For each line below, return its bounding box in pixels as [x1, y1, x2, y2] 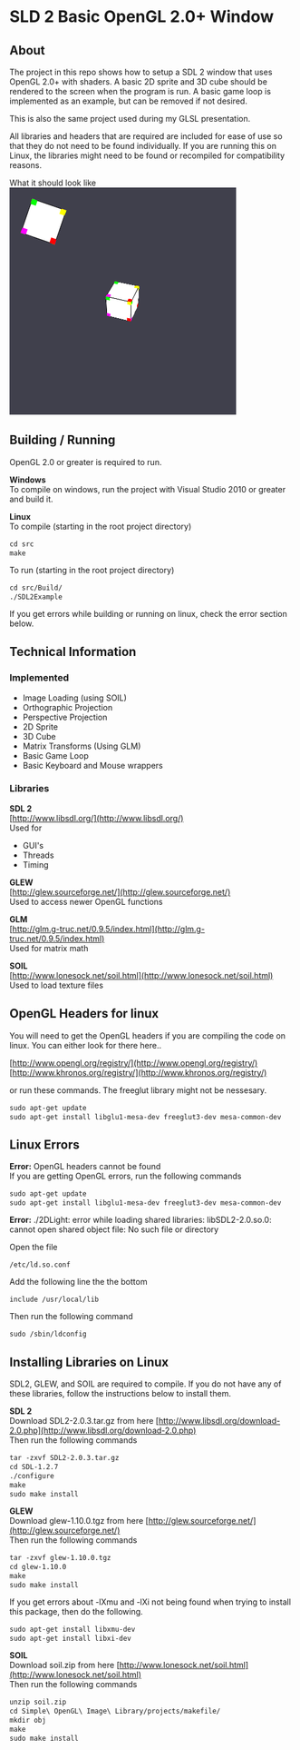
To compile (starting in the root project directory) [9, 521, 192, 532]
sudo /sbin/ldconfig [9, 1329, 88, 1339]
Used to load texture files [9, 979, 104, 990]
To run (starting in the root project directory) [9, 564, 175, 575]
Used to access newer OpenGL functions [9, 896, 163, 907]
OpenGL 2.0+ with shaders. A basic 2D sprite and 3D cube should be [9, 76, 267, 87]
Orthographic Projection [22, 701, 113, 712]
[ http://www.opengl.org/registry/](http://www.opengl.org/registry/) [9, 1057, 258, 1069]
